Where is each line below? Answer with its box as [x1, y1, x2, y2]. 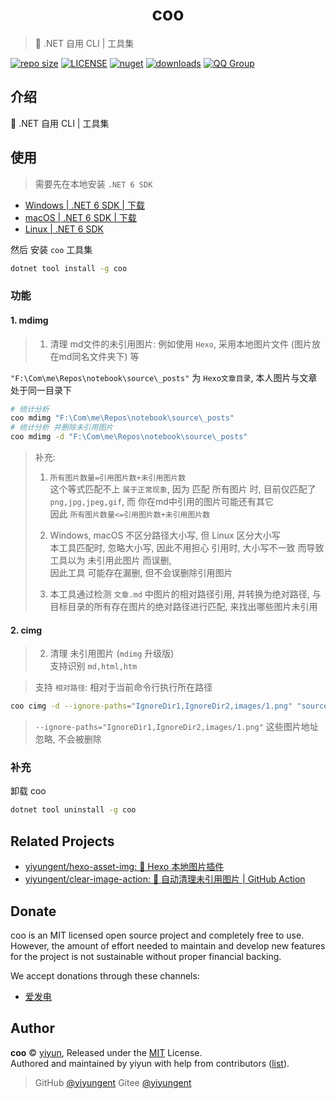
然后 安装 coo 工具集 [10, 243, 93, 255]
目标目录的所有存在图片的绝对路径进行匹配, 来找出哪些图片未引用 [49, 601, 318, 613]
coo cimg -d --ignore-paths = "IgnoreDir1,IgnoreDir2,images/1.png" [10, 701, 293, 712]
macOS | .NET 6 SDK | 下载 [24, 211, 137, 223]
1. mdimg [10, 314, 49, 326]
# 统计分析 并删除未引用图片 [10, 423, 114, 433]
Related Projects [10, 833, 115, 850]
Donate [10, 903, 57, 920]
